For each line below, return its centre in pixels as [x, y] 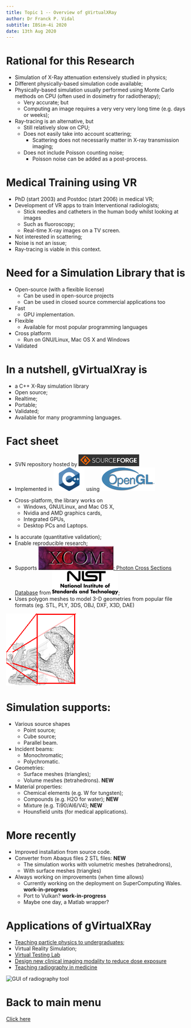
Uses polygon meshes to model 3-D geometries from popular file [93, 598]
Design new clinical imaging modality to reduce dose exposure [91, 961]
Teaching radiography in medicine [56, 967]
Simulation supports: [58, 708]
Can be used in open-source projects [68, 296]
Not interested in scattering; [48, 237]
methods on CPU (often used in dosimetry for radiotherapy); [87, 96]
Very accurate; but [46, 103]
